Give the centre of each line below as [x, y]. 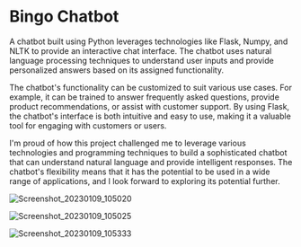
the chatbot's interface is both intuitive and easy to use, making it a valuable [150, 116]
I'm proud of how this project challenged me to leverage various [128, 143]
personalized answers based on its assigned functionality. [117, 70]
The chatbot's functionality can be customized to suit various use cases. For [150, 87]
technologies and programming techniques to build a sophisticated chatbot [148, 152]
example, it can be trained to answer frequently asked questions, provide [145, 97]
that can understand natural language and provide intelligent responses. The [151, 162]
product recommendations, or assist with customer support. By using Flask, [150, 106]
